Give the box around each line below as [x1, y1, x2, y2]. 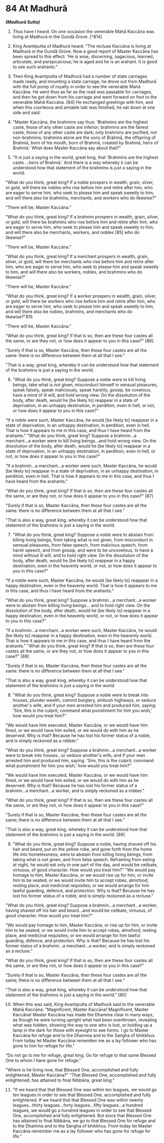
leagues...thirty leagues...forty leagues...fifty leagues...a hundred [12, 1102, 143, 1108]
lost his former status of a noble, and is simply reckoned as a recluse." [12, 893, 154, 899]
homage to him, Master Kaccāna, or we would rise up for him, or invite [12, 872, 154, 878]
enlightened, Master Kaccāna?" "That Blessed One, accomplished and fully [5, 1072, 156, 1078]
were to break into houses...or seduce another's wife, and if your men [5, 752, 146, 758]
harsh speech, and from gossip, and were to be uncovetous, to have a [12, 547, 153, 553]
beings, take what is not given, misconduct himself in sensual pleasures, [12, 381, 158, 388]
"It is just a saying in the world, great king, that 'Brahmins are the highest [12, 154, 159, 160]
